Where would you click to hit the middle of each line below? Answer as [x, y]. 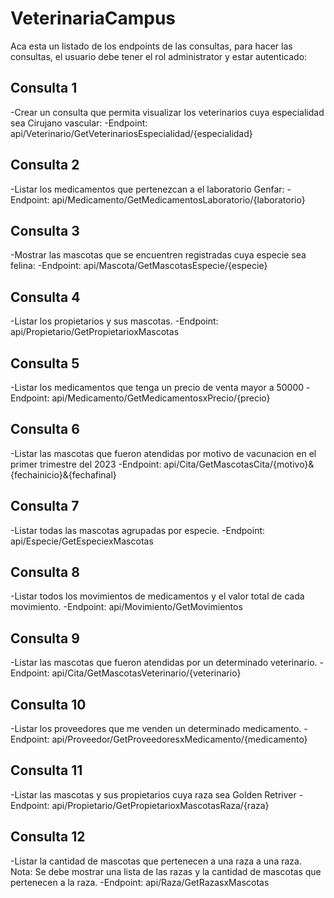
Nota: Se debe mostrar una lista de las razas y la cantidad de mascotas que [166, 871]
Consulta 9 [45, 638]
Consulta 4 [45, 297]
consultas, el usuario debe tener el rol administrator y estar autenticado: [159, 56]
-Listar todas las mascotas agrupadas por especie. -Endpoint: [138, 530]
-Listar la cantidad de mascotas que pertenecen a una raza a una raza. [156, 861]
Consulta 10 [48, 704]
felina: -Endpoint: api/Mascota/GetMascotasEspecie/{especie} [139, 266]
